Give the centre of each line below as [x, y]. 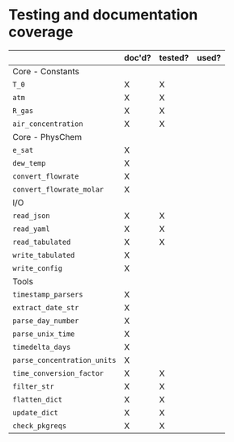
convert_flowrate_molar [58, 189]
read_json [31, 215]
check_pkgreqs [40, 425]
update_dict [36, 413]
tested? [174, 57]
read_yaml [31, 229]
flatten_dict [38, 399]
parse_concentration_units [64, 360]
